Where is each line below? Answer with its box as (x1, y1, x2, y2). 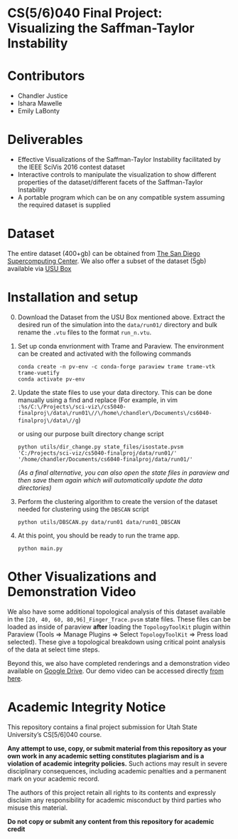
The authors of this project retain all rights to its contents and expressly (7, 788, 217, 796)
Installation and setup (7, 289, 139, 306)
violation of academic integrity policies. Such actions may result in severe (7, 759, 227, 768)
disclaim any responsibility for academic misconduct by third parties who (7, 796, 222, 804)
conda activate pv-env (17, 376, 85, 383)
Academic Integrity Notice (7, 699, 166, 716)
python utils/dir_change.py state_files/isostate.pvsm (17, 443, 184, 451)
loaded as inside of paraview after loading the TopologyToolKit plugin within (7, 622, 231, 631)
